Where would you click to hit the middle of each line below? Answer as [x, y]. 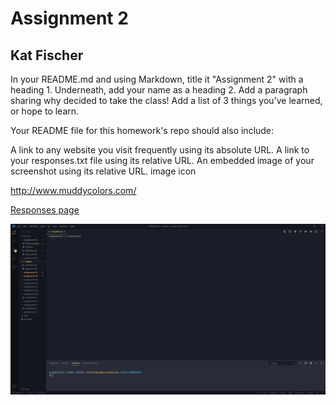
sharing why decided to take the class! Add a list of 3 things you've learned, [166, 100]
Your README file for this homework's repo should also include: [142, 130]
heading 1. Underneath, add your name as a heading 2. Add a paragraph [159, 90]
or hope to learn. [45, 111]
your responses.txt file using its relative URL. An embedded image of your [162, 160]
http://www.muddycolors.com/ [73, 190]
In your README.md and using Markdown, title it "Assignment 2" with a [157, 79]
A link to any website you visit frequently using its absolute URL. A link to [160, 150]
